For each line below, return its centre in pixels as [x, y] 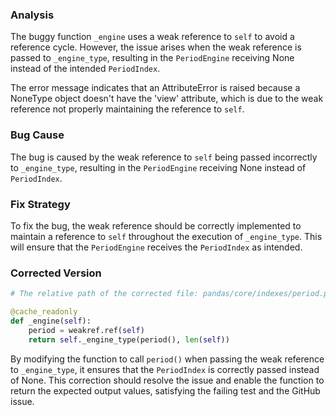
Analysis [32, 15]
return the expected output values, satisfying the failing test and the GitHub [165, 390]
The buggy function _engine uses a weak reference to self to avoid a [152, 37]
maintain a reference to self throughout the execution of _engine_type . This [166, 236]
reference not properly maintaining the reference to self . [127, 109]
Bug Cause [37, 135]
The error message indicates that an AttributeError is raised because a [155, 88]
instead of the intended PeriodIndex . [85, 69]
